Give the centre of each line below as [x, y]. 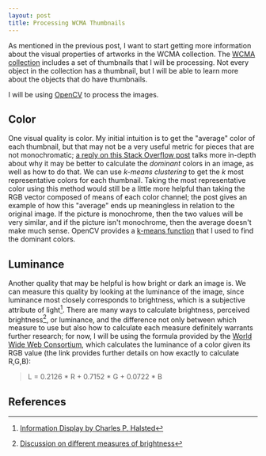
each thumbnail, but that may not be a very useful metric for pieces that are [131, 146]
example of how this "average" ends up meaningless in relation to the [122, 206]
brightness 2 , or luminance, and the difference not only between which [123, 319]
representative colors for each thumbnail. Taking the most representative [127, 180]
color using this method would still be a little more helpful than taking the [127, 189]
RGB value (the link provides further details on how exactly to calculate [124, 353]
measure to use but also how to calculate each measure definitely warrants [131, 328]
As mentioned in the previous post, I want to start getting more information [130, 45]
